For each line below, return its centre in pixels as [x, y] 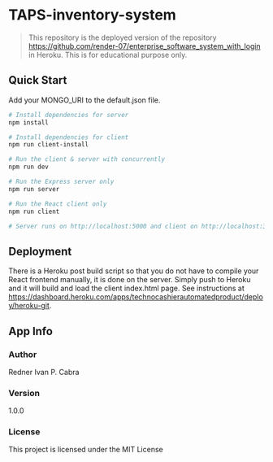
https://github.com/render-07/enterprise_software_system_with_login [145, 46]
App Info [30, 331]
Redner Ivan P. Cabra [44, 372]
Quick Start [38, 80]
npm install [28, 122]
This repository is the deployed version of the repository [122, 37]
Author [23, 354]
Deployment [40, 251]
